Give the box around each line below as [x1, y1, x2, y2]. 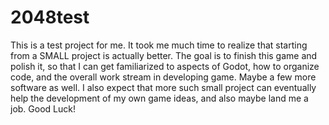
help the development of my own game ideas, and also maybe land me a [10, 92, 309, 104]
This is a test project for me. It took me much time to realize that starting [10, 39, 308, 51]
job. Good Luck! [10, 102, 76, 115]
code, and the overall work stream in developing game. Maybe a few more [10, 71, 317, 83]
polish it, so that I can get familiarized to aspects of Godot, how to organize [10, 60, 320, 72]
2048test [10, 6, 90, 29]
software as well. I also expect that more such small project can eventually [10, 81, 317, 93]
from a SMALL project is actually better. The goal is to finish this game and [10, 49, 318, 61]
